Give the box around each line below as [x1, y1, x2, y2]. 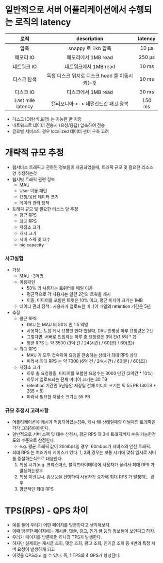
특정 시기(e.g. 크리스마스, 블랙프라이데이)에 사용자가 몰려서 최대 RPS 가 [19, 462, 155, 468]
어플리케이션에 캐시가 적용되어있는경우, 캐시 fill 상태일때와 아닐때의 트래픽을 [12, 419, 156, 425]
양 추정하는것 [12, 170, 37, 176]
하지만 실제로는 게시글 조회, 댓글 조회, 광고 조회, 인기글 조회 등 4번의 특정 [12, 540, 150, 546]
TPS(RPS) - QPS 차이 [5, 505, 88, 516]
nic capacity [19, 242, 44, 247]
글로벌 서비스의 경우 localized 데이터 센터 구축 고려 [12, 128, 109, 134]
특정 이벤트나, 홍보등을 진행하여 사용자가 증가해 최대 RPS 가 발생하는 [19, 474, 149, 480]
